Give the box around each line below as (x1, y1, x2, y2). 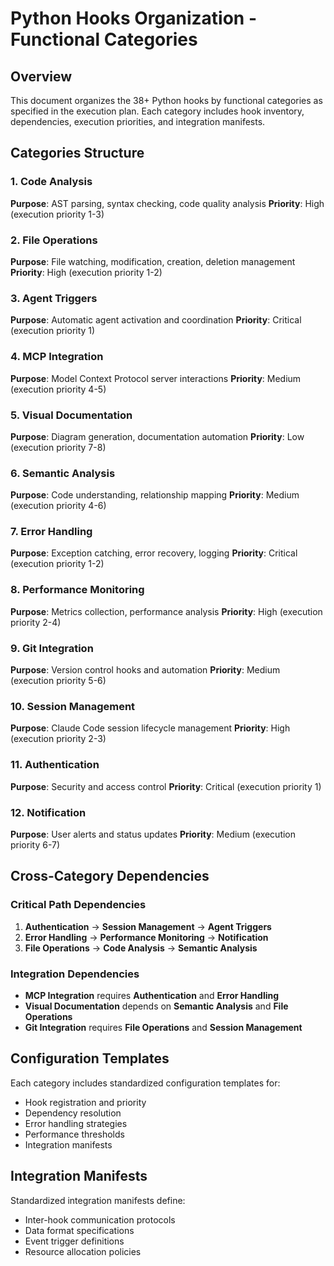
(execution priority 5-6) (10, 675, 107, 687)
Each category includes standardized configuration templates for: (10, 1077, 281, 1089)
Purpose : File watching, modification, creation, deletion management (10, 255, 296, 267)
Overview (10, 68, 73, 85)
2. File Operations (10, 233, 98, 247)
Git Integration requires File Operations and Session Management (24, 1021, 303, 1033)
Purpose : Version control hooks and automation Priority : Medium (10, 664, 281, 676)
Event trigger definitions (24, 1235, 125, 1247)
